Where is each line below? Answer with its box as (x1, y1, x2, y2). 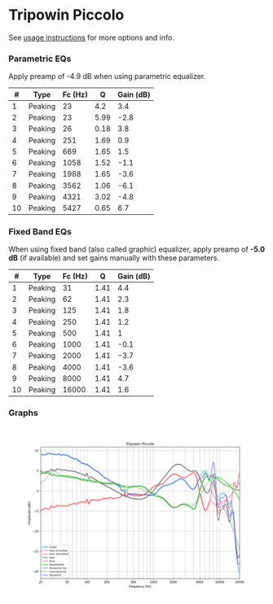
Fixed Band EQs (8, 225, 72, 237)
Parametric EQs (8, 53, 72, 64)
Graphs (8, 407, 38, 418)
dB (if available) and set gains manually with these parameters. (8, 253, 220, 263)
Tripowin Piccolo (8, 6, 125, 24)
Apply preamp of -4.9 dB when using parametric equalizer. (8, 72, 206, 81)
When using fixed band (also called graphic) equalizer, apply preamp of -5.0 (8, 244, 266, 254)
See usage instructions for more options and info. (8, 33, 175, 42)
